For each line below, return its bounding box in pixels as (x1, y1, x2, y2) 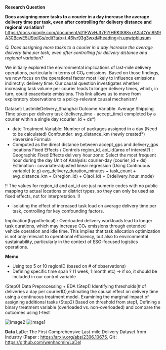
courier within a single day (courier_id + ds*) (5, 116, 96, 122)
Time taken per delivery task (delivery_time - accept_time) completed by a (5, 111, 156, 117)
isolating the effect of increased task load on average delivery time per (12, 203, 157, 208)
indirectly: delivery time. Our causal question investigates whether (5, 80, 140, 86)
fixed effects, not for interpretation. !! (5, 193, 81, 199)
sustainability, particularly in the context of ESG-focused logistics (5, 239, 138, 245)
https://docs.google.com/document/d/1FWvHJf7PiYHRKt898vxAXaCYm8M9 (5, 30, 161, 35)
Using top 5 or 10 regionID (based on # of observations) (12, 263, 126, 269)
